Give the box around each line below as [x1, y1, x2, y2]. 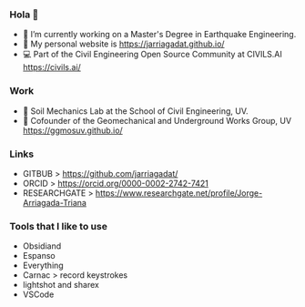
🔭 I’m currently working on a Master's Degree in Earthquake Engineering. [22, 29, 297, 40]
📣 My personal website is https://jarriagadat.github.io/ [22, 38, 225, 49]
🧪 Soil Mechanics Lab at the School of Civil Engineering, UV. [22, 105, 249, 117]
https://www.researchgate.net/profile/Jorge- [95, 187, 263, 199]
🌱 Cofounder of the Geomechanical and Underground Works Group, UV [22, 115, 292, 126]
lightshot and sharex [22, 280, 100, 291]
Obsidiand [22, 240, 62, 251]
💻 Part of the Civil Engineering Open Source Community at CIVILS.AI [22, 49, 282, 60]
